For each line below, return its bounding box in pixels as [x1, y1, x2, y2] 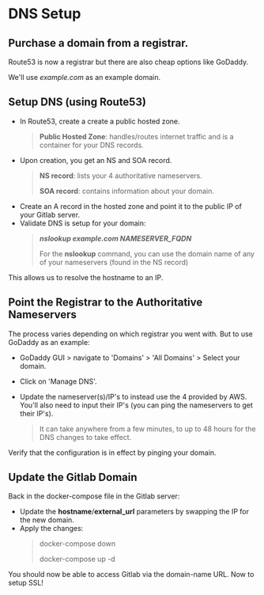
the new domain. [19, 515, 75, 525]
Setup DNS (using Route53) [8, 96, 146, 109]
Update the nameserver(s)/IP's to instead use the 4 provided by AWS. [19, 392, 247, 401]
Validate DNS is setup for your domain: [19, 218, 146, 228]
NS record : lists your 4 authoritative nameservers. [39, 171, 203, 180]
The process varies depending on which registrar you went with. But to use [8, 329, 253, 339]
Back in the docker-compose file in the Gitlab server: [8, 491, 180, 501]
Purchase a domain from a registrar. [8, 36, 189, 50]
